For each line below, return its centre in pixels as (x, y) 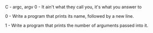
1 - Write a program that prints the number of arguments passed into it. (77, 25)
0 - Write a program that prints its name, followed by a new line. (70, 16)
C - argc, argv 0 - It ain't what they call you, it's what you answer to (73, 7)
